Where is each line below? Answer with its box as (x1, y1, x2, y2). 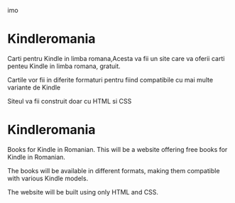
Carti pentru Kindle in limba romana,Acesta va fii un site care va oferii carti (7, 54, 225, 62)
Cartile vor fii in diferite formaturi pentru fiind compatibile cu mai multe (7, 75, 214, 84)
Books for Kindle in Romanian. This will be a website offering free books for (7, 145, 228, 153)
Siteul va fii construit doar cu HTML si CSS (7, 97, 132, 105)
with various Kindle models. (7, 174, 89, 182)
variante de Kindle (7, 83, 61, 92)
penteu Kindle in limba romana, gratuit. (7, 62, 121, 70)
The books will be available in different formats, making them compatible (7, 166, 220, 175)
